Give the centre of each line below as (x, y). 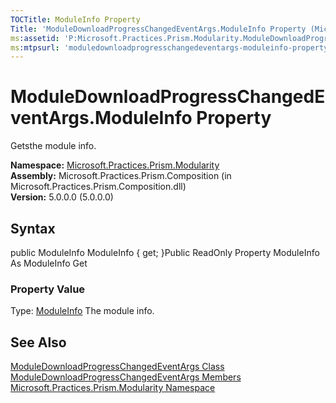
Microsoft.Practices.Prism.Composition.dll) (98, 187)
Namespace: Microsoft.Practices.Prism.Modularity (115, 165)
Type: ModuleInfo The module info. (82, 311)
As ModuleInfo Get (49, 263)
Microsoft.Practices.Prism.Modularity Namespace (113, 388)
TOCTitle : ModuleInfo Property (75, 19)
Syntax (33, 228)
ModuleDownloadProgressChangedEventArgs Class (117, 367)
